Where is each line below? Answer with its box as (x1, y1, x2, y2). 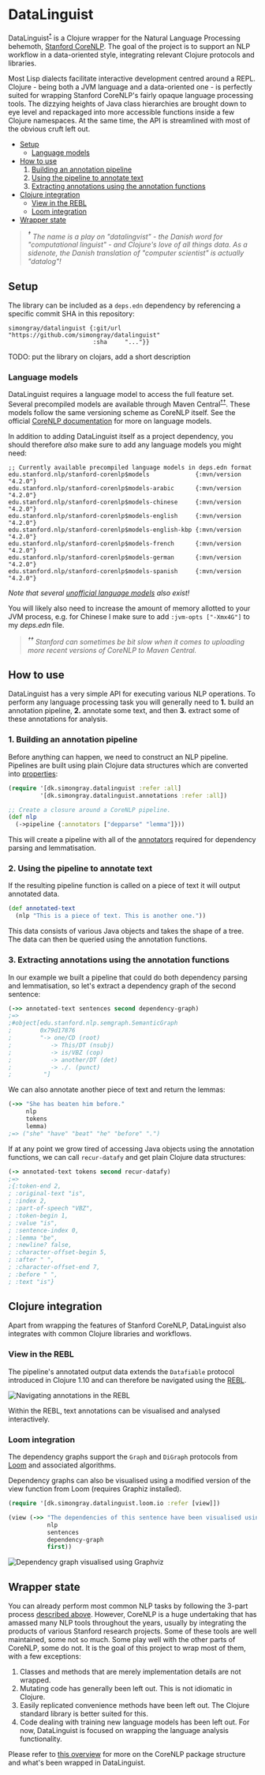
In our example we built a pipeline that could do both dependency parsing (8, 972, 248, 982)
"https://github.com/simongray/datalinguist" (8, 331, 160, 339)
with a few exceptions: (8, 1652, 81, 1661)
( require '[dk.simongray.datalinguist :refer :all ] (8, 784, 181, 792)
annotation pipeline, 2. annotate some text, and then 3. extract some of (8, 706, 240, 716)
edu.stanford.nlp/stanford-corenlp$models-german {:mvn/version (8, 553, 242, 562)
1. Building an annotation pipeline (8, 734, 138, 745)
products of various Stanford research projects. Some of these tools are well (8, 1626, 257, 1636)
